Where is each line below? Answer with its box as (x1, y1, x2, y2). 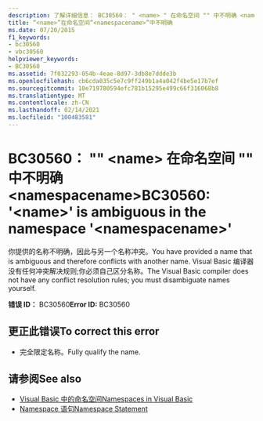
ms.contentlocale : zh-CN (8, 99, 89, 107)
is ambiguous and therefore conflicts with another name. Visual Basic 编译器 (8, 256, 254, 266)
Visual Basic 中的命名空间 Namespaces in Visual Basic (19, 394, 193, 404)
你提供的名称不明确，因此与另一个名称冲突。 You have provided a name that (8, 246, 253, 256)
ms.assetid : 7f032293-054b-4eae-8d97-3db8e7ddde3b (8, 70, 177, 78)
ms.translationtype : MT (8, 92, 86, 100)
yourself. (8, 283, 37, 292)
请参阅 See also (8, 372, 82, 386)
